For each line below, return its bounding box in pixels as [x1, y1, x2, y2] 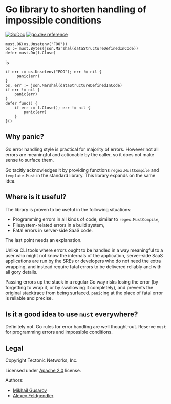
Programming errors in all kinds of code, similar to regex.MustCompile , [12, 216, 160, 223]
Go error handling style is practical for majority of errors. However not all [5, 146, 159, 152]
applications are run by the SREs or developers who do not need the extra [5, 258, 161, 264]
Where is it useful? [5, 193, 67, 201]
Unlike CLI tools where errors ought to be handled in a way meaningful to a [5, 247, 163, 253]
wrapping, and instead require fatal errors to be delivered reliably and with [5, 263, 162, 270]
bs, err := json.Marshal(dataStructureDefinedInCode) [5, 83, 123, 88]
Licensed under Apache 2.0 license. [5, 368, 81, 374]
